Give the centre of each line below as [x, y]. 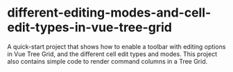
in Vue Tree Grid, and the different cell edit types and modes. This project [112, 54]
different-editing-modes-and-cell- [109, 13]
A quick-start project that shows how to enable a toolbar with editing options [116, 46]
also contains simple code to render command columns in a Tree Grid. [107, 61]
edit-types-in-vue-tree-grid [89, 27]
